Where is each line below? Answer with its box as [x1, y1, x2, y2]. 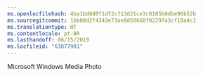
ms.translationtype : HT [7, 23, 77, 30]
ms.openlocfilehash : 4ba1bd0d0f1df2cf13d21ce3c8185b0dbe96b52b [7, 10, 197, 18]
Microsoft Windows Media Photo [7, 63, 102, 70]
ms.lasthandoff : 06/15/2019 [7, 37, 90, 44]
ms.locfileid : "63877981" [7, 43, 83, 50]
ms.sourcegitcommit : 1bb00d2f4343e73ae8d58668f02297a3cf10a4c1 [7, 17, 197, 24]
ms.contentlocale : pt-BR [7, 30, 80, 37]
